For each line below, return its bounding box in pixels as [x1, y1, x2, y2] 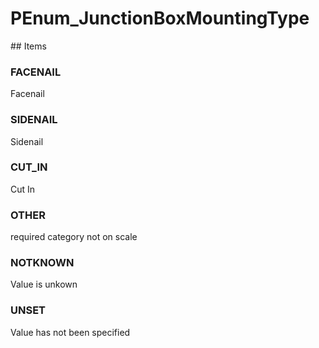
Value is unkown [10, 278, 78, 291]
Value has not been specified [10, 326, 131, 338]
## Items [10, 40, 47, 52]
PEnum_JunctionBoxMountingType [10, 7, 310, 30]
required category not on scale [10, 231, 138, 243]
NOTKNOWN [10, 256, 75, 270]
